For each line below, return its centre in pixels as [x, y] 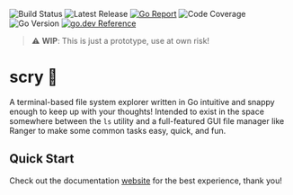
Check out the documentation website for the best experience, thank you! [146, 181]
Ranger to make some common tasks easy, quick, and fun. [118, 130]
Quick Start [42, 159]
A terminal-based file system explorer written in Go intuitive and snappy [142, 102]
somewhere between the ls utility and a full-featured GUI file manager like [147, 120]
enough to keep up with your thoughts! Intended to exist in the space [137, 111]
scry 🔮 [34, 77]
